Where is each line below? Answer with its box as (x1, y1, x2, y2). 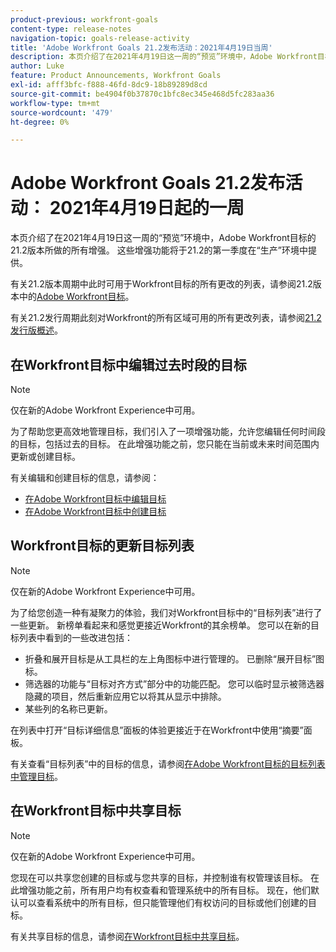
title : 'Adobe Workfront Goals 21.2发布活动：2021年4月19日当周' (10, 42, 273, 53)
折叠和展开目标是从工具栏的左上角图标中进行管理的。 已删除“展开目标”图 (24, 652, 325, 665)
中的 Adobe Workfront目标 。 (18, 291, 135, 303)
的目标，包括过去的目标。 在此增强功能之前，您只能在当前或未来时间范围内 (10, 438, 320, 450)
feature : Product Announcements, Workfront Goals (10, 71, 222, 81)
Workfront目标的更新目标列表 (10, 537, 195, 555)
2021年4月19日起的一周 (49, 197, 245, 220)
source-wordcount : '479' (10, 107, 114, 118)
